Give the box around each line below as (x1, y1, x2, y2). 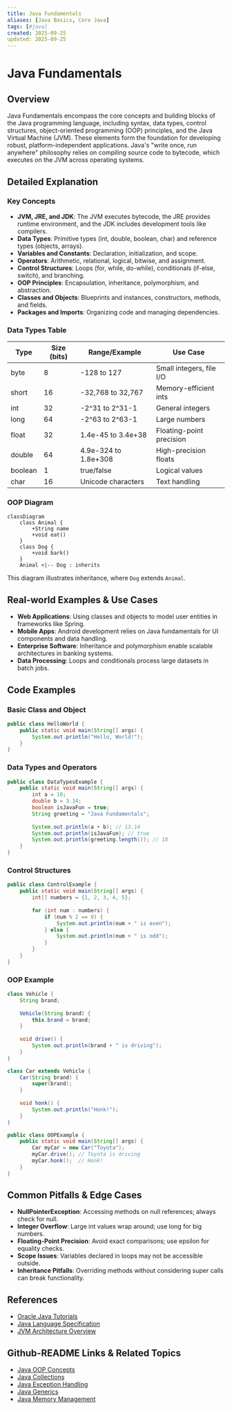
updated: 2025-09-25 (7, 36, 67, 43)
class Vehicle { (7, 991, 54, 998)
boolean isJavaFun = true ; (32, 804, 110, 811)
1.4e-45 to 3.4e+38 (80, 430, 147, 440)
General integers (156, 403, 211, 413)
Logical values (156, 465, 203, 475)
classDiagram (7, 513, 45, 520)
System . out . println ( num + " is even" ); (56, 920, 171, 927)
